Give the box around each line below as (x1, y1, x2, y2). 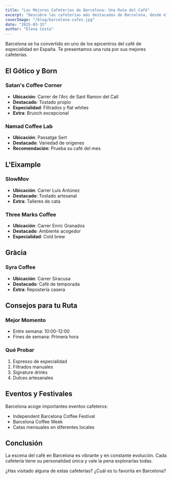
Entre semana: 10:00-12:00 (12, 328, 70, 334)
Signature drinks (12, 369, 48, 375)
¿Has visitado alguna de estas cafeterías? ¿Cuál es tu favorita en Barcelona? (5, 468, 166, 474)
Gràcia (5, 248, 27, 257)
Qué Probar (5, 347, 35, 354)
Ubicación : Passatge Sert (12, 135, 68, 141)
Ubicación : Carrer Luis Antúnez (12, 187, 80, 193)
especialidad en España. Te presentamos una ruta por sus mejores (5, 46, 146, 52)
